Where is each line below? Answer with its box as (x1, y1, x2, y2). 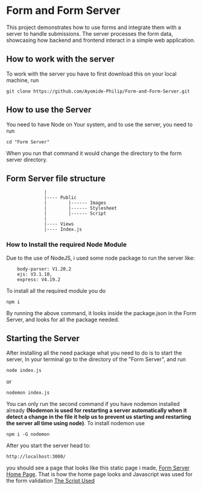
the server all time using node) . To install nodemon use (6, 420, 145, 427)
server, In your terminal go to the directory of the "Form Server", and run (6, 356, 186, 363)
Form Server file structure (6, 173, 106, 183)
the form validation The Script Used (6, 477, 95, 485)
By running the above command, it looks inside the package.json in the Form (6, 309, 197, 316)
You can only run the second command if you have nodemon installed (6, 400, 180, 408)
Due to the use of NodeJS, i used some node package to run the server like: (6, 254, 195, 261)
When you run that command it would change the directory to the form (6, 149, 182, 157)
